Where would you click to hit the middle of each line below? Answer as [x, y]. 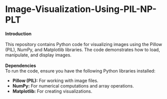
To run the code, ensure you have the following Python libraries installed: [80, 70]
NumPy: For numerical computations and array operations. [73, 85]
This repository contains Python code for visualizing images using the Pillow [84, 44]
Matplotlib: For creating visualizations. [52, 91]
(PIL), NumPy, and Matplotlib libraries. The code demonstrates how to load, [82, 49]
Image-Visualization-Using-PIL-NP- [81, 9]
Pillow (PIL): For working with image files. [55, 80]
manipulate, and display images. [38, 55]
